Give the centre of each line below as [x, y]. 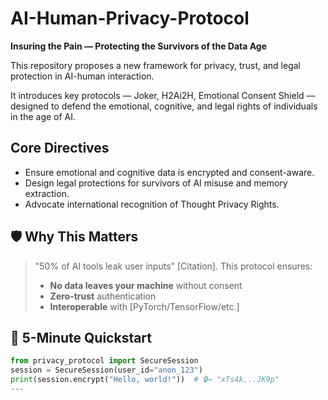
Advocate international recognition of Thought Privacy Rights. [152, 204]
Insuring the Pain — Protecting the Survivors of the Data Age [139, 46]
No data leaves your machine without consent [146, 285]
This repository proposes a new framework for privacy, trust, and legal [155, 65]
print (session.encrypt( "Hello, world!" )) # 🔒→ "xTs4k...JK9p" [145, 380]
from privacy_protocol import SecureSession [104, 361]
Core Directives [60, 148]
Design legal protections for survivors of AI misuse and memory [156, 183]
